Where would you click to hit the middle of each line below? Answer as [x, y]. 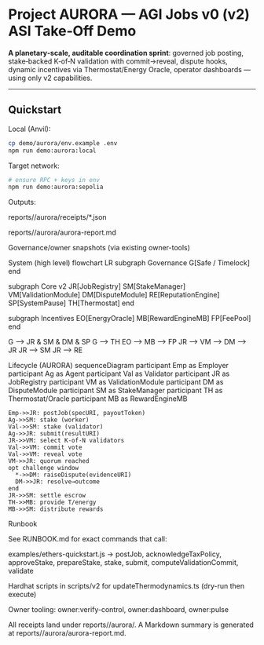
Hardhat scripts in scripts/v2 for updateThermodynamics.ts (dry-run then [126, 586]
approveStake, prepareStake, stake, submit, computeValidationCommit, [123, 563]
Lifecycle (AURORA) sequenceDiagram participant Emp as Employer [119, 366]
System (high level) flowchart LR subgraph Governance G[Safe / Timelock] [129, 263]
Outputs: [22, 202]
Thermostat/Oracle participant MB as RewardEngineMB [98, 399]
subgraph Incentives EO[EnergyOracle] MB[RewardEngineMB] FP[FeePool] [130, 319]
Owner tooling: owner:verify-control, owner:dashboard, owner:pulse [119, 610]
